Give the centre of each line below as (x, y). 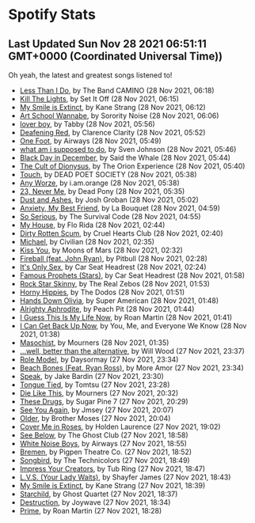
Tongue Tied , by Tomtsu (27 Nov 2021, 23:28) (95, 385)
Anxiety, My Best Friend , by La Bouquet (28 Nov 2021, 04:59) (120, 208)
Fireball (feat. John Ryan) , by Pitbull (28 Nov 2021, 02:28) (114, 258)
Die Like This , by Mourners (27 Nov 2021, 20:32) (99, 393)
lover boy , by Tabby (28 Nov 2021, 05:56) (88, 124)
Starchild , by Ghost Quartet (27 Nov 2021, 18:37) (99, 494)
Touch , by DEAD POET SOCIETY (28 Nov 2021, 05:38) (108, 174)
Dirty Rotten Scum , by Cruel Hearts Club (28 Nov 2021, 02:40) (121, 233)
